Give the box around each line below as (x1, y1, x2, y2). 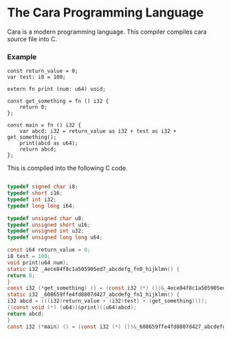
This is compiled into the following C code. (7, 164, 128, 173)
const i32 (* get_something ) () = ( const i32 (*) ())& (7, 285, 165, 292)
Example (7, 52, 37, 61)
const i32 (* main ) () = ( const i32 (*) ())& (7, 323, 137, 330)
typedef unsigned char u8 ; (7, 215, 85, 221)
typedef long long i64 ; (7, 202, 76, 209)
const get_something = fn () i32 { (7, 98, 109, 105)
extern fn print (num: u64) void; (7, 86, 107, 93)
